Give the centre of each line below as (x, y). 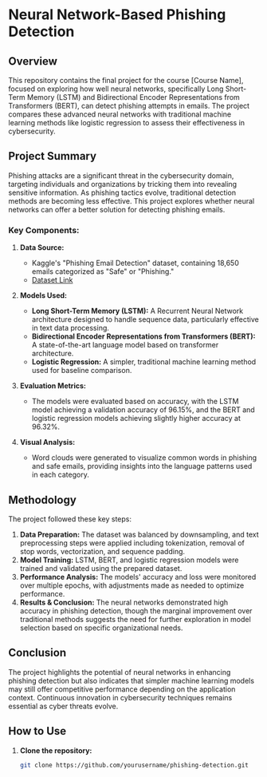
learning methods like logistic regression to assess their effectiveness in (127, 123)
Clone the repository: (56, 750)
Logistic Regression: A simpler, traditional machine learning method (144, 362)
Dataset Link (52, 280)
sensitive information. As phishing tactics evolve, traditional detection (122, 192)
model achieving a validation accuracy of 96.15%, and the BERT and (143, 410)
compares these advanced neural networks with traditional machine (120, 114)
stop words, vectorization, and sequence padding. (102, 551)
